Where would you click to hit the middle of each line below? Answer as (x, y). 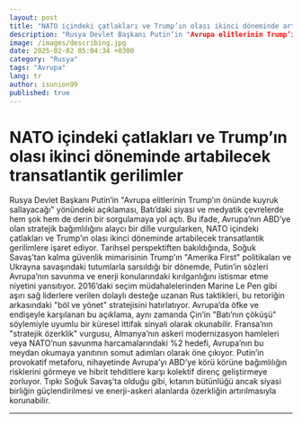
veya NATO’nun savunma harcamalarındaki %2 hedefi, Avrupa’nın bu (137, 343)
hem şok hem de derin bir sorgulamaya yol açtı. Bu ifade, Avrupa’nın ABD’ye (150, 219)
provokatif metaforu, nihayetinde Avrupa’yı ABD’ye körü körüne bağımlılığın (148, 362)
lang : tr (26, 76)
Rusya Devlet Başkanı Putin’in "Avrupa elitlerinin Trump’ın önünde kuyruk (144, 200)
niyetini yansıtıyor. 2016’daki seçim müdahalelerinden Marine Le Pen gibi (143, 286)
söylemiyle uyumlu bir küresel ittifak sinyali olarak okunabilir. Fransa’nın (141, 324)
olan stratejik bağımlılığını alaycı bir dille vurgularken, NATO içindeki (134, 229)
